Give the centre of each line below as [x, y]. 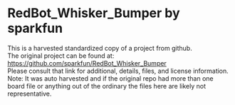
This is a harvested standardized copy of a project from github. [100, 48]
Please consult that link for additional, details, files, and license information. [118, 71]
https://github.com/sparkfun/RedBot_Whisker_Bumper [87, 63]
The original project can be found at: [61, 56]
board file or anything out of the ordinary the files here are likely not [107, 86]
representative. [30, 94]
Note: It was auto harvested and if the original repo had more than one [110, 78]
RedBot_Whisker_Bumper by [94, 13]
